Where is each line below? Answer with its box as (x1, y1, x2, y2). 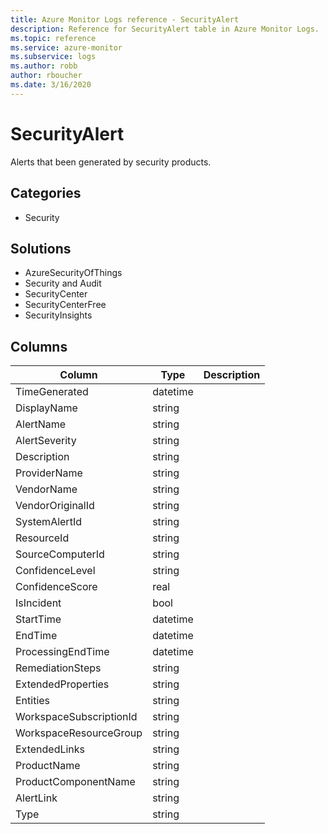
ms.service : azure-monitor (10, 42, 123, 53)
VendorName (15, 482, 78, 496)
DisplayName (15, 401, 78, 415)
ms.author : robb (10, 61, 78, 71)
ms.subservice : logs (10, 52, 97, 62)
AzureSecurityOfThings (24, 267, 123, 279)
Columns (10, 338, 68, 355)
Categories (10, 185, 82, 202)
